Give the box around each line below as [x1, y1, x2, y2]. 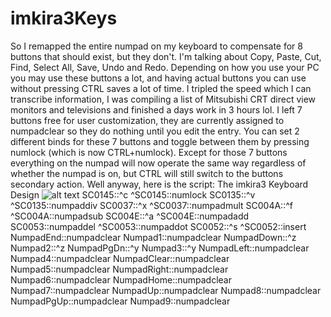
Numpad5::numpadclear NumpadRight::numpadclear [10, 263, 229, 275]
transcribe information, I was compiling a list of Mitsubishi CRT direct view [10, 93, 317, 105]
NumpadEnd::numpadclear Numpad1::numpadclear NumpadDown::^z [10, 231, 297, 243]
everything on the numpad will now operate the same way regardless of [10, 157, 307, 169]
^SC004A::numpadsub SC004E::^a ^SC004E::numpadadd [10, 210, 250, 222]
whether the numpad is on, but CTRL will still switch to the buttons [10, 167, 284, 179]
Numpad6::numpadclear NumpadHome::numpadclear [10, 273, 232, 286]
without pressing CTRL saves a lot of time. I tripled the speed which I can [10, 82, 312, 94]
